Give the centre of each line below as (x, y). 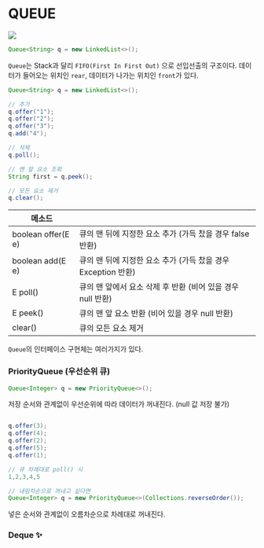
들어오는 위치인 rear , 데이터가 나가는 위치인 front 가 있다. (110, 75)
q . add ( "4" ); (27, 134)
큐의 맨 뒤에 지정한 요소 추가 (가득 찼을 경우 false (164, 234)
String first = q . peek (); (50, 177)
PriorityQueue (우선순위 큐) (59, 372)
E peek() (28, 313)
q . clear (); (26, 198)
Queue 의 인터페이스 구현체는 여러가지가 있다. (76, 349)
